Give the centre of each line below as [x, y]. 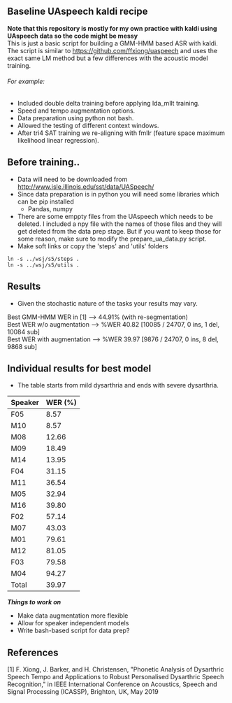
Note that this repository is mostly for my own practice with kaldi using [112, 28]
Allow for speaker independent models [73, 623]
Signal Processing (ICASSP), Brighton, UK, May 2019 [83, 692]
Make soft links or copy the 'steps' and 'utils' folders [93, 246]
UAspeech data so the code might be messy [73, 36]
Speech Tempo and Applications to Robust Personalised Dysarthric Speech [116, 677]
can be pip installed [46, 201]
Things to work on [34, 602]
